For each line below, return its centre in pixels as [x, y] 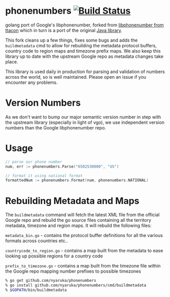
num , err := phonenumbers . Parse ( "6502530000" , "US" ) [62, 167]
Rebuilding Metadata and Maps [72, 201]
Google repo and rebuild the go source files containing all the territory [78, 220]
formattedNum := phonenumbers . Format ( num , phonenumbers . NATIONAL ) [77, 180]
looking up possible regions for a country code [54, 256]
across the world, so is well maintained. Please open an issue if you [76, 77]
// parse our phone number [34, 162]
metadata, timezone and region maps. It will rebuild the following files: [78, 225]
